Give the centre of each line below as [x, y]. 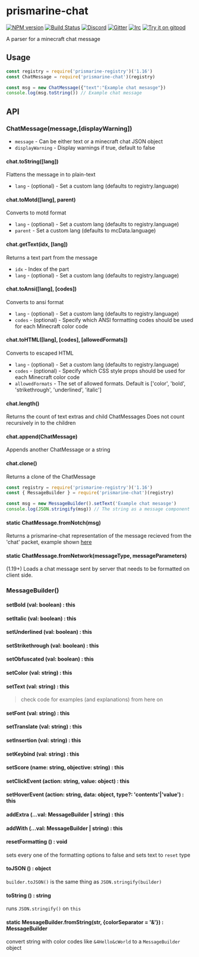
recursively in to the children [41, 423]
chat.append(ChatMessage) [42, 436]
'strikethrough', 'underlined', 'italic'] [58, 390]
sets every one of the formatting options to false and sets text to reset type [98, 855]
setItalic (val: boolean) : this [41, 618]
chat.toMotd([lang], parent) [41, 200]
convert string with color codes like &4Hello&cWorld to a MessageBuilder [93, 942]
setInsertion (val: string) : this [44, 740]
